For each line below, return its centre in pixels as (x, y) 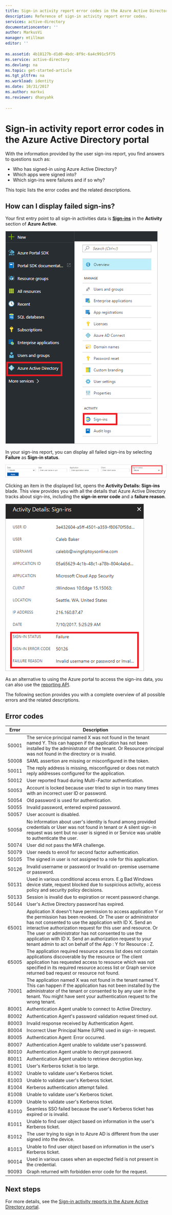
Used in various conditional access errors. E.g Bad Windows (90, 879)
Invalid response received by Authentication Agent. (80, 1023)
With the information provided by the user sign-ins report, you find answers (85, 154)
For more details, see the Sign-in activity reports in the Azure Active (77, 1202)
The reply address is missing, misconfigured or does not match (93, 768)
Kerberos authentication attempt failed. (68, 1087)
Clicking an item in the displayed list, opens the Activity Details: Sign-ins (83, 486)
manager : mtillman (25, 38)
